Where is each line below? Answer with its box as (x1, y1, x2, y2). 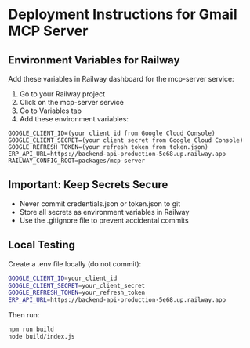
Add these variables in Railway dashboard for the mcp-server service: (8, 74, 234, 83)
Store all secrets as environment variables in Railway (19, 207, 190, 216)
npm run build (8, 325, 55, 334)
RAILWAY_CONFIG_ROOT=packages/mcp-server (8, 157, 146, 165)
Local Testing (8, 238, 76, 252)
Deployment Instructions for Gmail (8, 5, 237, 24)
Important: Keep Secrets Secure (8, 178, 168, 191)
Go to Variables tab (19, 106, 82, 115)
